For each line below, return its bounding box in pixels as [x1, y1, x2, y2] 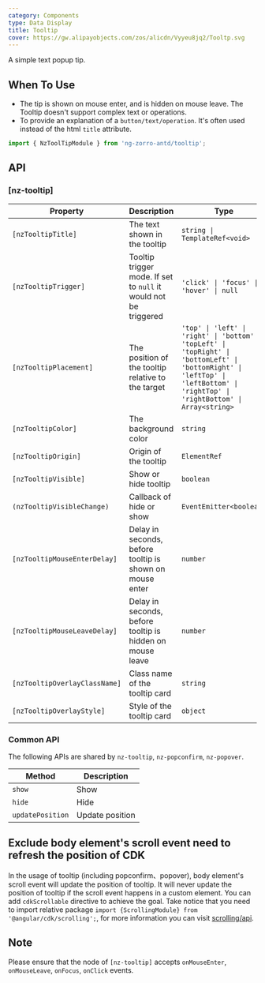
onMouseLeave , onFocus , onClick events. [8, 965, 134, 975]
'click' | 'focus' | [181, 278, 259, 287]
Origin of [129, 445, 162, 456]
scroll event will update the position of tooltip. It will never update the [8, 880, 233, 889]
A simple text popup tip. [8, 55, 86, 65]
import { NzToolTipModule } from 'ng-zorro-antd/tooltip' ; [8, 140, 207, 148]
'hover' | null [181, 286, 238, 295]
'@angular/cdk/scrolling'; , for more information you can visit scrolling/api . [8, 913, 254, 922]
